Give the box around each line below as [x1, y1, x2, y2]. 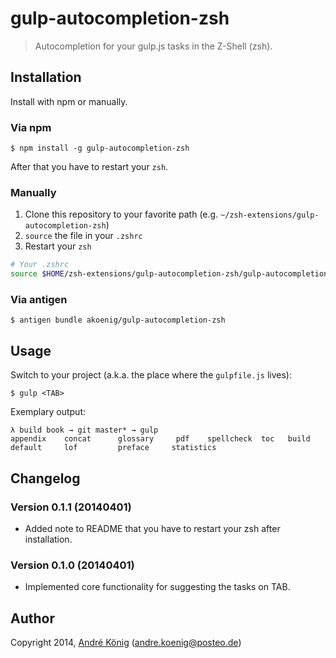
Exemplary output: [10, 406, 87, 418]
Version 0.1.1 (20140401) [10, 500, 132, 514]
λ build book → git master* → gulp [10, 425, 159, 436]
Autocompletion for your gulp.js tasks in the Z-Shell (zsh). [34, 40, 273, 52]
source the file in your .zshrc [24, 230, 143, 242]
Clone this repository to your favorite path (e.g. [24, 208, 219, 221]
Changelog [10, 470, 81, 487]
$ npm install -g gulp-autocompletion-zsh [10, 143, 190, 154]
